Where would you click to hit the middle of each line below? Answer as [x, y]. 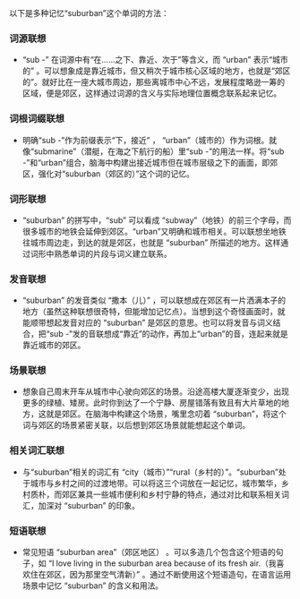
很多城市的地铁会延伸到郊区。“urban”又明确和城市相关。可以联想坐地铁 [154, 231]
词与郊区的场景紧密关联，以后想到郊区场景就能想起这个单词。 [136, 425]
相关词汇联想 [37, 450]
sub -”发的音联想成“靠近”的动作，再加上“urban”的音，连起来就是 [168, 334]
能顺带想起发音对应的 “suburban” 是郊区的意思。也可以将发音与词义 [147, 323]
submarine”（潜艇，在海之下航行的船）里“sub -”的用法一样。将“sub [159, 151]
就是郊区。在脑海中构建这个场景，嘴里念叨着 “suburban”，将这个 [166, 414]
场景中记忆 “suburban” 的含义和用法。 [93, 586]
